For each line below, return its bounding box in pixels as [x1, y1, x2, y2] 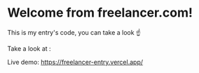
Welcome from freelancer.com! [7, 5, 193, 21]
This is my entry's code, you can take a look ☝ [7, 28, 142, 36]
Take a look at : [7, 44, 51, 53]
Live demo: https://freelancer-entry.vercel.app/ [7, 58, 144, 66]
